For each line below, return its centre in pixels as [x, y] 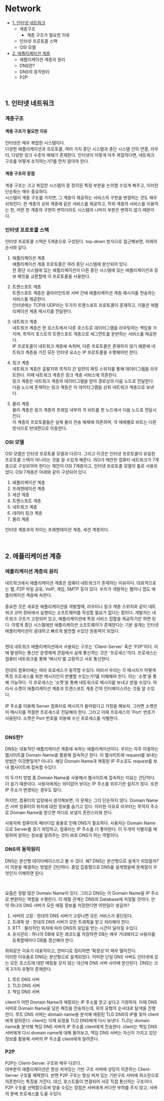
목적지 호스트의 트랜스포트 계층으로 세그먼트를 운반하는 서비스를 [83, 334]
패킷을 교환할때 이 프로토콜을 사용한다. [54, 276]
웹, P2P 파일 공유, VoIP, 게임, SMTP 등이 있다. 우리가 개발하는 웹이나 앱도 [80, 589]
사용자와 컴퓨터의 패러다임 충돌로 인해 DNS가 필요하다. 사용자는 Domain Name [81, 823]
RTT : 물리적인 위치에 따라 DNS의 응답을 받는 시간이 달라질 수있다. [75, 928]
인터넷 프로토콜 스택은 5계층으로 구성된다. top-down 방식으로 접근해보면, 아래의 [81, 241]
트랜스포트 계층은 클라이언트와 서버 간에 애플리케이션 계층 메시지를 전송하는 [84, 293]
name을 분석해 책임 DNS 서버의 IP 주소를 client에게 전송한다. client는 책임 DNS [81, 1027]
